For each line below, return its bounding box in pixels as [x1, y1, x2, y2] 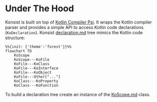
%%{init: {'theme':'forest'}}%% [5, 44, 72, 49]
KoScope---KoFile [14, 57, 50, 62]
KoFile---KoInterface [14, 66, 58, 71]
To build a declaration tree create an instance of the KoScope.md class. [5, 91, 151, 97]
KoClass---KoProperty [14, 78, 58, 83]
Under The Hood [5, 3, 74, 14]
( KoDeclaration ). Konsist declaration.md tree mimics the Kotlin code [5, 29, 143, 35]
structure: [5, 35, 25, 41]
